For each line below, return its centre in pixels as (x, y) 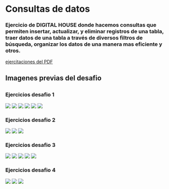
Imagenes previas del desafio (53, 78)
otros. (13, 51)
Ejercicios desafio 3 (30, 145)
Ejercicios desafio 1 (30, 94)
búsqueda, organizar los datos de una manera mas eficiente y (84, 44)
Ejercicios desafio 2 (30, 120)
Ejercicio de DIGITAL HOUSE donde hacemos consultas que (81, 25)
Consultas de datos (48, 9)
